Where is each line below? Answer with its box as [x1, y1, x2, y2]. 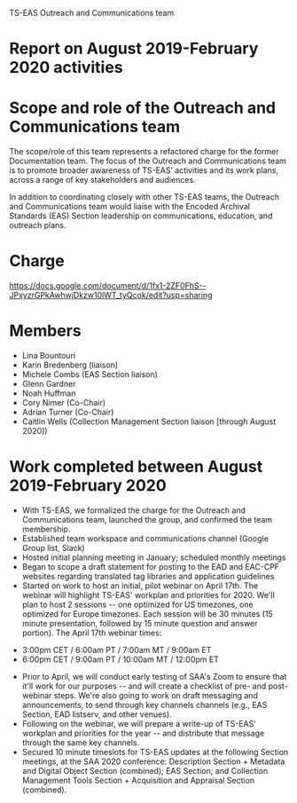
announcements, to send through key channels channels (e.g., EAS [21, 699, 268, 710]
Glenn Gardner [21, 379, 76, 389]
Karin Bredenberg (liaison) [21, 359, 119, 370]
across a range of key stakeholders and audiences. [9, 175, 197, 185]
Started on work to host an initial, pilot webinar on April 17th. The [21, 580, 259, 591]
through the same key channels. [21, 736, 140, 748]
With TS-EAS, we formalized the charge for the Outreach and [21, 505, 246, 516]
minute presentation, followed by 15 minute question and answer [21, 618, 258, 628]
